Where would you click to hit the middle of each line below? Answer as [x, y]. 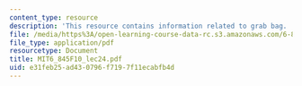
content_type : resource [54, 17]
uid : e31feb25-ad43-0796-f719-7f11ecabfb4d [92, 68]
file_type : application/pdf [62, 43]
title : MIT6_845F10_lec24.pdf [66, 59]
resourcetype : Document [54, 51]
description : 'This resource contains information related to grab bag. [148, 26]
